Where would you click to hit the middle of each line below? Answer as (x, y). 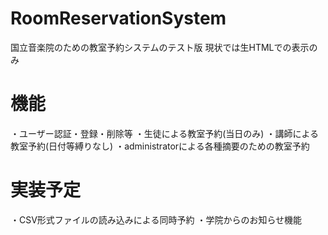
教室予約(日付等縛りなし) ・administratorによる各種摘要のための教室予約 (160, 146)
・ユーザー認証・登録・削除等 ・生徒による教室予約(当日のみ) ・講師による (164, 133)
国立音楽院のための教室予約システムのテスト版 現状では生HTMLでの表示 (160, 47)
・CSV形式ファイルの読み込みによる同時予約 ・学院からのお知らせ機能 (156, 219)
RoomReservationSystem (118, 18)
